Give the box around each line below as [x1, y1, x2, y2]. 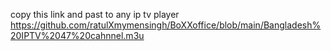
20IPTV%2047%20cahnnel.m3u [10, 30, 145, 41]
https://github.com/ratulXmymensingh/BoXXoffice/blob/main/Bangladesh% [10, 19, 322, 31]
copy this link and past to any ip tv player [10, 9, 180, 20]
